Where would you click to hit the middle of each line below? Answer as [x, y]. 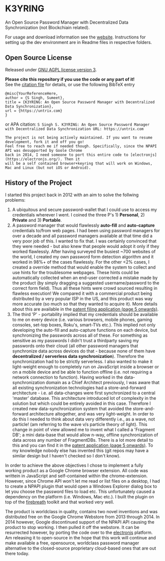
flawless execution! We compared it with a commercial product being [82, 293]
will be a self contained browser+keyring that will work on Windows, [79, 163]
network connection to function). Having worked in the [68, 377]
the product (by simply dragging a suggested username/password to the [86, 283]
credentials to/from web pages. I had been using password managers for [86, 230]
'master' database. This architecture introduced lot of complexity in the [84, 398]
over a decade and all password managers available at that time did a [82, 236]
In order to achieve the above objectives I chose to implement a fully [74, 465]
